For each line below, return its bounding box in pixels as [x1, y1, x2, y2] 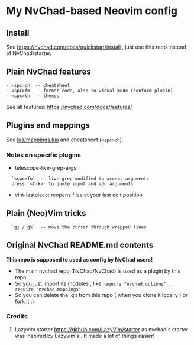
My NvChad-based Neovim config [6, 4, 178, 18]
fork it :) [14, 298, 34, 305]
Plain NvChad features [6, 67, 91, 77]
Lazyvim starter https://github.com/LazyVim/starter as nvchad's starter [14, 325, 189, 333]
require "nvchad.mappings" [14, 286, 82, 292]
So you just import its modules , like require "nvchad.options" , [14, 280, 172, 287]
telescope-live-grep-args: [14, 164, 78, 171]
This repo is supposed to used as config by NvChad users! [6, 256, 153, 263]
